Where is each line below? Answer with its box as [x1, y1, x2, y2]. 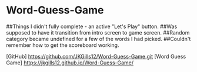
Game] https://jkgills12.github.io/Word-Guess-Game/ [6, 59, 134, 66]
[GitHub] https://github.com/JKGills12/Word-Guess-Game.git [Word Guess [6, 53, 186, 60]
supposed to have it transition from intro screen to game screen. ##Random [6, 29, 190, 36]
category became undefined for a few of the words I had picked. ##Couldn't [6, 35, 191, 42]
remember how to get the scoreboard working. [6, 42, 119, 49]
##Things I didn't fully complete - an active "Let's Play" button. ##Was [6, 23, 178, 30]
